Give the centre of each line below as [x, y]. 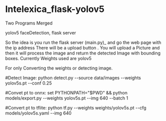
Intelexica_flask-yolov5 [55, 9]
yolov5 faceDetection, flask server [41, 32]
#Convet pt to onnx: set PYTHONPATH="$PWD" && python [66, 92]
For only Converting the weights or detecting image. [59, 68]
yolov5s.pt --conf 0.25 [29, 83]
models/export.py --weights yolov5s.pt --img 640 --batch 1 [67, 98]
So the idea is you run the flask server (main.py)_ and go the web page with [83, 42]
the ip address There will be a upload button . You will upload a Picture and [82, 47]
